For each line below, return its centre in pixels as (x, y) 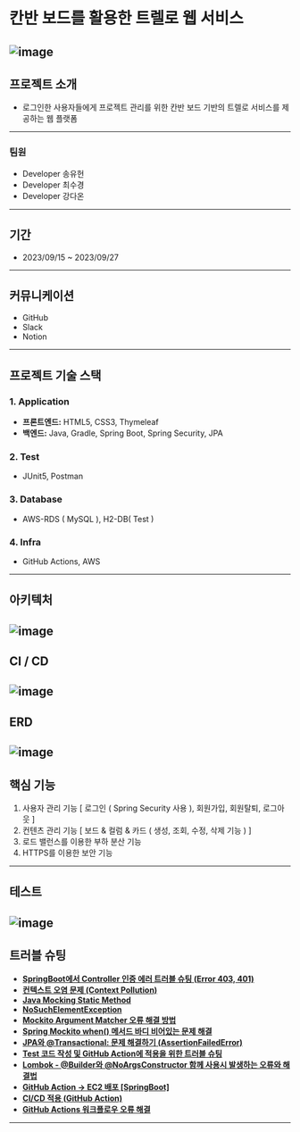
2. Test (25, 456)
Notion (34, 337)
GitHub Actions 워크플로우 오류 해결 (86, 1109)
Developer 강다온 (53, 196)
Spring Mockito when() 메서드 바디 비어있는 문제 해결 (117, 1031)
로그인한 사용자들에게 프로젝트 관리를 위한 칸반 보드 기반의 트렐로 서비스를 (151, 107)
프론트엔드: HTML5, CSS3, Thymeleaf (90, 422)
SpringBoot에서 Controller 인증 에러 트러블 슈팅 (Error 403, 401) (138, 978)
